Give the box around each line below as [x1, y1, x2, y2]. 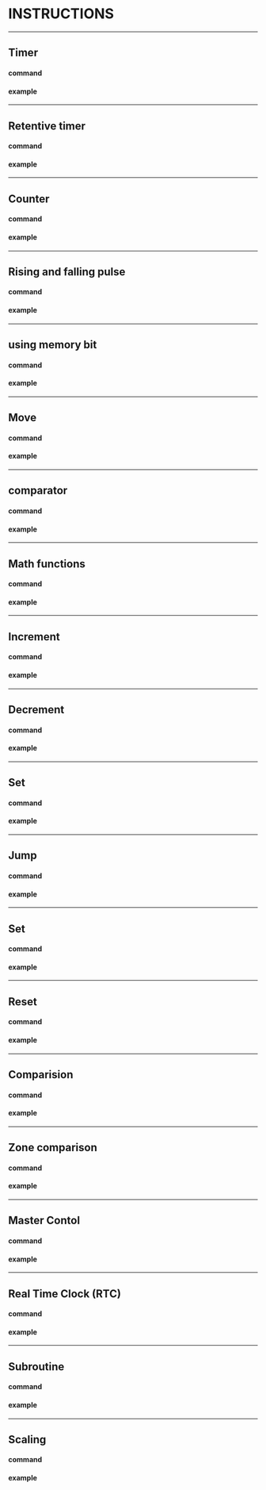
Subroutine [8, 1360, 65, 1373]
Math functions [8, 557, 85, 570]
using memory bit [8, 338, 97, 351]
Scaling [8, 1433, 47, 1446]
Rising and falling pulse [8, 265, 126, 278]
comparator [8, 484, 68, 497]
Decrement [8, 703, 65, 716]
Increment [8, 630, 61, 643]
